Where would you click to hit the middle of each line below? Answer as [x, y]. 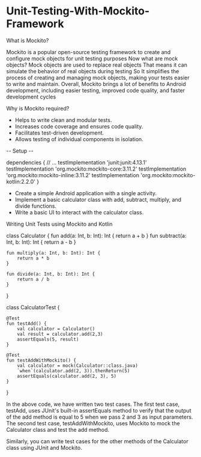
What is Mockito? [28, 40]
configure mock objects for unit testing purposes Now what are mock [92, 58]
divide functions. [36, 206]
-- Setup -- [20, 151]
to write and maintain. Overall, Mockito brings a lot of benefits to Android [96, 84]
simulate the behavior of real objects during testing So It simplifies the [93, 71]
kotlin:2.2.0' [21, 181]
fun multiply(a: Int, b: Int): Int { [53, 253]
